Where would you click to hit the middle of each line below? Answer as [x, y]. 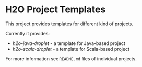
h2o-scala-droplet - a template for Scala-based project [71, 49]
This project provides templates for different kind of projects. [69, 24]
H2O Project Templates [55, 9]
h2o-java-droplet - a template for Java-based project [69, 43]
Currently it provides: [28, 33]
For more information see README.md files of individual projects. [71, 59]
